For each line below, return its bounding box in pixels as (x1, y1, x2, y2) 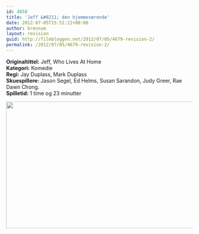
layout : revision (6, 31, 49, 37)
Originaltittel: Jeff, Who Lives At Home (6, 58, 102, 65)
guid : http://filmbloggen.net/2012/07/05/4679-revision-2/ (6, 36, 155, 42)
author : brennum (6, 25, 46, 31)
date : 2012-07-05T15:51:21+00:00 (6, 20, 89, 26)
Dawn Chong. (6, 83, 40, 90)
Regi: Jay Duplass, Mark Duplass (6, 71, 87, 78)
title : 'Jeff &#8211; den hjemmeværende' (6, 14, 110, 20)
